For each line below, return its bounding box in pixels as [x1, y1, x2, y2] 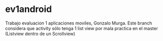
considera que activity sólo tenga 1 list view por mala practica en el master [5, 25, 158, 31]
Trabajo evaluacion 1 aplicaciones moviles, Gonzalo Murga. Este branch [5, 20, 153, 26]
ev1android [5, 3, 52, 15]
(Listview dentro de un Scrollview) [5, 30, 76, 36]
